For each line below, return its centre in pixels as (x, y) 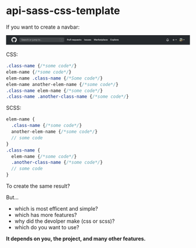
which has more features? (45, 215)
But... (13, 197)
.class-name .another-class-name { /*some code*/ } (68, 97)
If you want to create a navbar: (43, 27)
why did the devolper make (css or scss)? (64, 221)
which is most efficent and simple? (56, 209)
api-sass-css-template (63, 11)
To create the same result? (38, 186)
